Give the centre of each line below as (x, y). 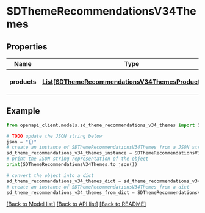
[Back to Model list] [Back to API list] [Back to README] (76, 204)
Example (23, 111)
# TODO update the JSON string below (54, 136)
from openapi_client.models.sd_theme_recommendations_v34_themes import (101, 125)
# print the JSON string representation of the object (77, 159)
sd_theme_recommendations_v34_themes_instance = (69, 153)
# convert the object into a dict (50, 175)
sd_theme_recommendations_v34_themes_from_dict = (71, 193)
